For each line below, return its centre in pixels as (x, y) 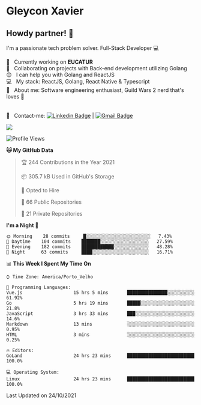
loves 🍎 (15, 96)
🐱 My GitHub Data (30, 150)
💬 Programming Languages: (38, 287)
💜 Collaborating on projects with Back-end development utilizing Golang (97, 68)
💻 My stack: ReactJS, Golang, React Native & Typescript (78, 81)
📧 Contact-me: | (50, 116)
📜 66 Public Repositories (51, 202)
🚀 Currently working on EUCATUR (49, 62)
